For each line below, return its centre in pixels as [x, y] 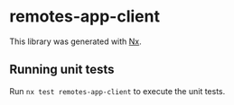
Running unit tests [62, 70]
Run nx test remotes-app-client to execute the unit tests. [117, 91]
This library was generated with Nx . [75, 41]
